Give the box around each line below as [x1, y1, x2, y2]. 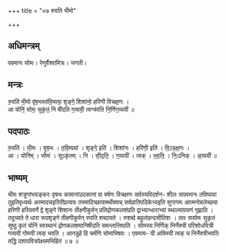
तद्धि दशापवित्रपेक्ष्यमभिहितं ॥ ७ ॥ [8, 237, 79, 245]
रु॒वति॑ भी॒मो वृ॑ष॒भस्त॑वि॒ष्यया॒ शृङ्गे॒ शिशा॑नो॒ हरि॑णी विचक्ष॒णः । [8, 97, 130, 106]
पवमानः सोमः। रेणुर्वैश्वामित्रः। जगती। [8, 59, 88, 67]
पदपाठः [8, 126, 30, 137]
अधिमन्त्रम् [8, 40, 40, 52]
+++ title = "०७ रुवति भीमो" [8, 7, 76, 14]
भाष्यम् [8, 172, 28, 184]
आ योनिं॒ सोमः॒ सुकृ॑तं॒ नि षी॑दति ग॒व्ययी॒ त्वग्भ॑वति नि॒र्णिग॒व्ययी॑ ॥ [8, 105, 134, 113]
